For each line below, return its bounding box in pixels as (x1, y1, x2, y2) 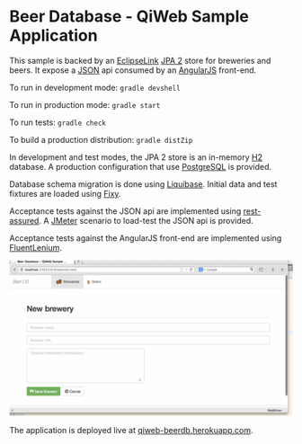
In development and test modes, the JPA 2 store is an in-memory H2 (9, 151, 263, 163)
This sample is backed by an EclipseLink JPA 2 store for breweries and (9, 55, 271, 66)
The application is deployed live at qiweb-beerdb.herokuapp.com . (9, 424, 253, 435)
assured (9, 215, 40, 226)
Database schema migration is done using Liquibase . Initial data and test (9, 178, 278, 190)
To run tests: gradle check (9, 117, 106, 128)
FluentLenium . (9, 242, 63, 253)
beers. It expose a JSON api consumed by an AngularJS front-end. (9, 65, 257, 75)
